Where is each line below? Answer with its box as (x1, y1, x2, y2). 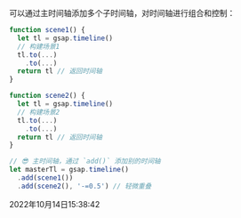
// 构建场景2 (17, 108, 60, 117)
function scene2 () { (9, 92, 86, 101)
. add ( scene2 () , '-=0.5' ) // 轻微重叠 (17, 182, 152, 190)
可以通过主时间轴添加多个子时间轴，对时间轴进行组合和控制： (9, 8, 236, 18)
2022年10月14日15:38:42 (9, 198, 100, 209)
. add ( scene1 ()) (17, 174, 74, 182)
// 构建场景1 (17, 42, 60, 51)
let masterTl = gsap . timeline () (9, 166, 129, 174)
